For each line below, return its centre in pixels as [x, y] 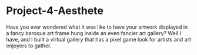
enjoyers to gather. [29, 46]
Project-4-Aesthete [55, 11]
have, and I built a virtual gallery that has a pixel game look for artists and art [98, 39]
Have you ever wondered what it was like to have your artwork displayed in [97, 27]
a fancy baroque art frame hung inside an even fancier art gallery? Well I [94, 33]
